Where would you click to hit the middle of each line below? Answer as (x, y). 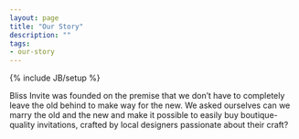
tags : (20, 43)
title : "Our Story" (47, 27)
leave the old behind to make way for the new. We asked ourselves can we (150, 105)
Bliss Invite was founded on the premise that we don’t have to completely (147, 96)
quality (22, 125)
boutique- (259, 115)
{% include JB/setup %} (55, 78)
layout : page (34, 18)
